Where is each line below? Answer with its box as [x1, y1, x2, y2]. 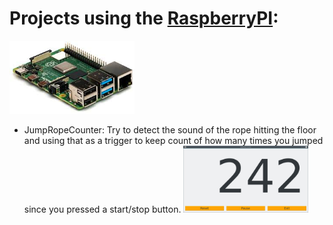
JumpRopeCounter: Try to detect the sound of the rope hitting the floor [23, 124, 317, 136]
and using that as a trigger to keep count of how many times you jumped [23, 135, 324, 147]
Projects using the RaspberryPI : [9, 7, 279, 30]
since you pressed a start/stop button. [23, 203, 182, 216]
